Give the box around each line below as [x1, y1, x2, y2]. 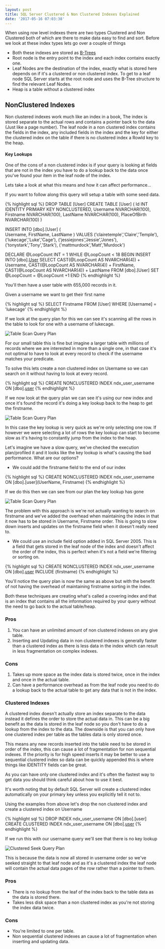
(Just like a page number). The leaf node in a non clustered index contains [5, 124, 156, 130]
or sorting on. [12, 554, 40, 560]
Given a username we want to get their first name [5, 291, 105, 298]
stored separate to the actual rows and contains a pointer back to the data [5, 119, 155, 125]
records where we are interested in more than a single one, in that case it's [5, 346, 156, 351]
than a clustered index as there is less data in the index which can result [12, 643, 158, 649]
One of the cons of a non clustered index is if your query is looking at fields [5, 162, 158, 168]
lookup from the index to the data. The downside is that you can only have [5, 727, 156, 732]
